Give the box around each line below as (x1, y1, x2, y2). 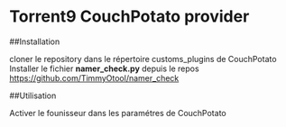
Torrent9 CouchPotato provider (9, 6, 250, 27)
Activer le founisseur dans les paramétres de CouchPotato (9, 107, 227, 118)
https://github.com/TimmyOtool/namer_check (9, 72, 180, 83)
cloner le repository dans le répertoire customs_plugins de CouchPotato (9, 53, 277, 64)
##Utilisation (9, 90, 57, 101)
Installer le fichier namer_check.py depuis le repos (9, 63, 200, 74)
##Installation (9, 36, 60, 47)
